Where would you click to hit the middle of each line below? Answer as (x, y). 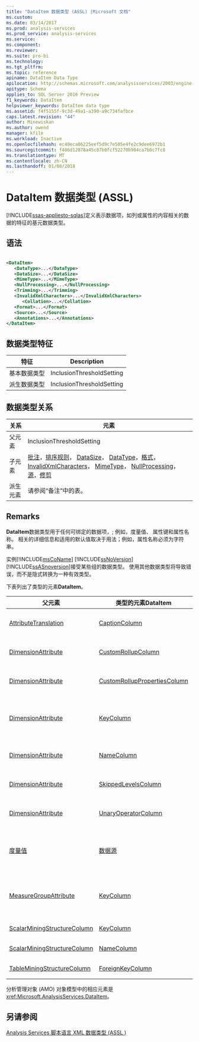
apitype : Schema (26, 89)
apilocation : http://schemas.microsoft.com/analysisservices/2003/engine (99, 84)
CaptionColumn (121, 623)
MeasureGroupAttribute (42, 895)
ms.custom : (20, 17)
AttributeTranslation (36, 623)
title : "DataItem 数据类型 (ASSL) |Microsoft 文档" (69, 12)
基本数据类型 (27, 373)
